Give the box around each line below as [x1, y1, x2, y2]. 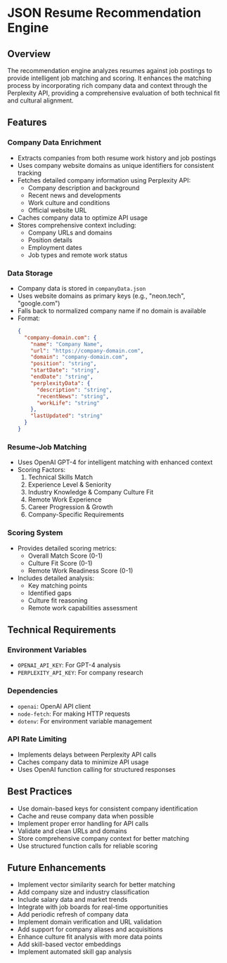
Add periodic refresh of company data [17, 910, 129, 919]
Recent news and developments [27, 191, 122, 199]
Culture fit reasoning [27, 596, 88, 605]
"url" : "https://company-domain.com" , [30, 347, 144, 354]
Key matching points [27, 581, 88, 589]
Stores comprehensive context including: [17, 221, 137, 229]
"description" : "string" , [36, 386, 112, 393]
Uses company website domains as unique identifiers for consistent [17, 161, 214, 169]
